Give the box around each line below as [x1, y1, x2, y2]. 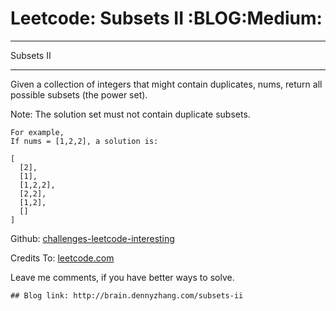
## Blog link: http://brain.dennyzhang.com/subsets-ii [10, 290, 244, 301]
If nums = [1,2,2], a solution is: [10, 136, 159, 146]
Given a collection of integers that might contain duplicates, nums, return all [10, 78, 323, 90]
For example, [10, 127, 65, 137]
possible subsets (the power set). [10, 88, 148, 101]
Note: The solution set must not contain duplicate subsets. [10, 108, 251, 120]
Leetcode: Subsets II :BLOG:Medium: [10, 7, 323, 30]
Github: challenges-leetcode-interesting [10, 232, 175, 244]
